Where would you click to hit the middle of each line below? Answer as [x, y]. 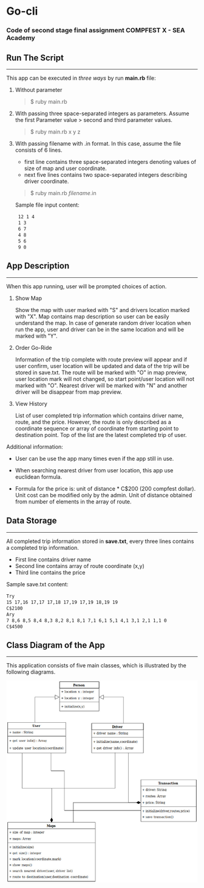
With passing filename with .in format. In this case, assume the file [98, 143]
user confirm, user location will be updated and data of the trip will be [102, 366]
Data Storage [32, 521]
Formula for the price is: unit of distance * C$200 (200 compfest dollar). [105, 488]
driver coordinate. [46, 181]
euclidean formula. [39, 477]
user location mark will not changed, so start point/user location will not [104, 378]
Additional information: [35, 447]
